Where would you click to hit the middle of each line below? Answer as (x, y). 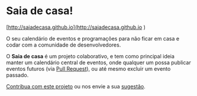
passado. (17, 75)
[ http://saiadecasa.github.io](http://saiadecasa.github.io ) (76, 27)
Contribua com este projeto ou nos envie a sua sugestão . (76, 86)
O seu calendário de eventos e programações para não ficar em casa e (93, 38)
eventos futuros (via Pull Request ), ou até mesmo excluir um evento (88, 68)
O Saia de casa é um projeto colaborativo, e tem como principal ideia (90, 56)
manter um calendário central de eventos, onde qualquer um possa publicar (98, 62)
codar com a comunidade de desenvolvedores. (64, 45)
